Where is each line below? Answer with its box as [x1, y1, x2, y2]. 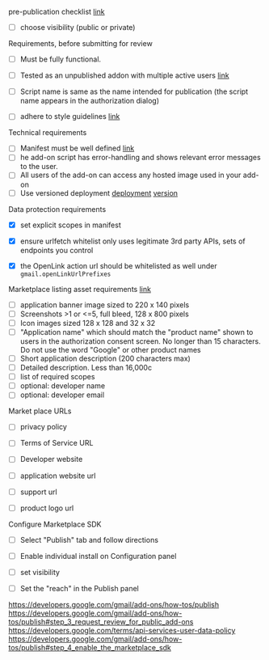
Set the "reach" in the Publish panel [19, 583, 139, 593]
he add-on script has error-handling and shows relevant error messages [19, 153, 261, 163]
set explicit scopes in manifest [19, 220, 121, 230]
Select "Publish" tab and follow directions [19, 535, 159, 544]
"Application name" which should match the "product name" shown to [19, 327, 254, 336]
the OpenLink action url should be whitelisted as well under [19, 260, 217, 270]
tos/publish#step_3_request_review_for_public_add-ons [8, 616, 194, 626]
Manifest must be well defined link [19, 143, 135, 153]
